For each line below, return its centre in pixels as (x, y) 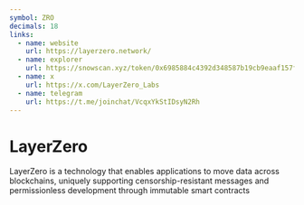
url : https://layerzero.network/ (89, 51)
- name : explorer (50, 60)
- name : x (36, 77)
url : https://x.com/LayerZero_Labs (93, 85)
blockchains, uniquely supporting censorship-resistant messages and (139, 181)
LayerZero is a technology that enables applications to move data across (145, 172)
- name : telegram (50, 93)
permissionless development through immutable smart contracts (130, 191)
